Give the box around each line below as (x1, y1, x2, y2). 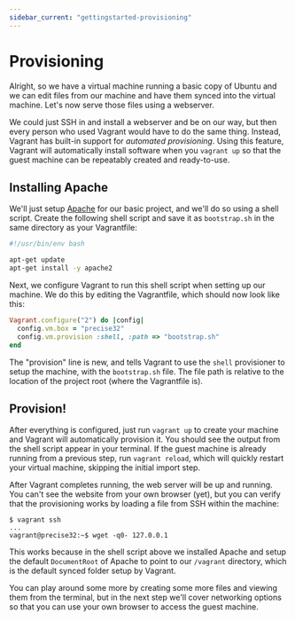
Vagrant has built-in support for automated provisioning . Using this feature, (9, 135, 284, 146)
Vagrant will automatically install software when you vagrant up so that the (9, 145, 282, 155)
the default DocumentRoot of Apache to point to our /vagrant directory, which (9, 556, 287, 567)
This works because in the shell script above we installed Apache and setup (9, 546, 286, 557)
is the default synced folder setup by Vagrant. (9, 565, 176, 577)
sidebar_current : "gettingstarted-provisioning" (9, 12, 192, 22)
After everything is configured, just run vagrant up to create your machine (9, 425, 279, 436)
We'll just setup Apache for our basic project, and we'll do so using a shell (9, 203, 279, 214)
